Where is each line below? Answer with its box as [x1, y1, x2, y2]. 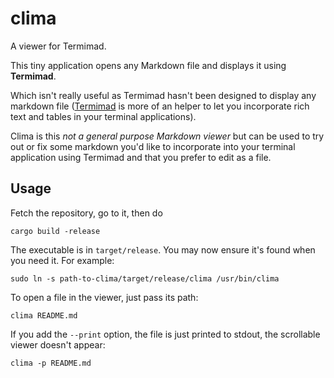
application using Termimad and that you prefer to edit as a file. [10, 151, 272, 163]
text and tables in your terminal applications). [10, 110, 197, 122]
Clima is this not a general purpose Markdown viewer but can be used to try [10, 130, 325, 142]
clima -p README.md [10, 358, 92, 368]
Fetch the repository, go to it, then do [10, 207, 163, 219]
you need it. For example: [10, 254, 115, 266]
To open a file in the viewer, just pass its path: [10, 291, 199, 303]
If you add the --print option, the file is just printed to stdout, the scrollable [10, 328, 321, 340]
